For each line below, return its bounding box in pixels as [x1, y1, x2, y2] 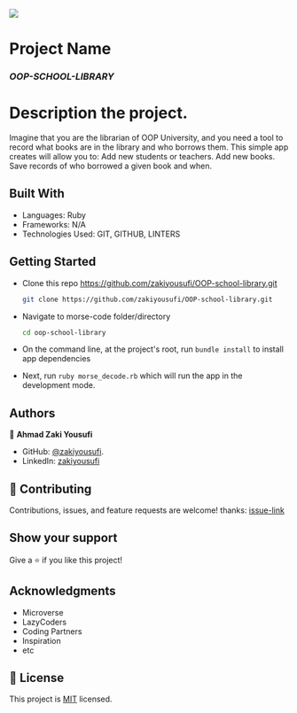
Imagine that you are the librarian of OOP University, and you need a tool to [9, 133, 284, 143]
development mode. [21, 380, 96, 391]
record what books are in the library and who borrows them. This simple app [9, 142, 289, 152]
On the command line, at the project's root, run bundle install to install [21, 344, 284, 354]
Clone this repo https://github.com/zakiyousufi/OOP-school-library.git [21, 277, 277, 288]
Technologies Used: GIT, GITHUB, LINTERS [21, 229, 181, 239]
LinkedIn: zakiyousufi [21, 456, 100, 467]
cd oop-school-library [21, 328, 106, 337]
